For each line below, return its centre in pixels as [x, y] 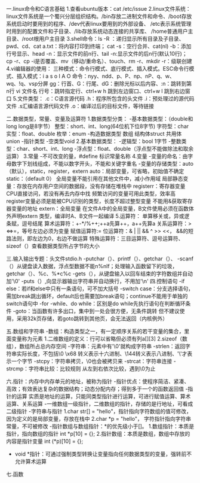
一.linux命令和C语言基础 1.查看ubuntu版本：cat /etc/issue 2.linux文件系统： [99, 9]
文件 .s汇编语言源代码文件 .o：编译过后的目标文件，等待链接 [80, 106]
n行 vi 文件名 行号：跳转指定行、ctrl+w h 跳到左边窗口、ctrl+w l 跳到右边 [96, 91]
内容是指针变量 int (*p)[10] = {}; [45, 441]
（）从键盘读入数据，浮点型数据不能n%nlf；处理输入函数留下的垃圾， [92, 266]
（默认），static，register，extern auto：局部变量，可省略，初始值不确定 [95, 171]
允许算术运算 [30, 461]
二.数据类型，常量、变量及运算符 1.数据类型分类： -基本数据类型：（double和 [100, 119]
